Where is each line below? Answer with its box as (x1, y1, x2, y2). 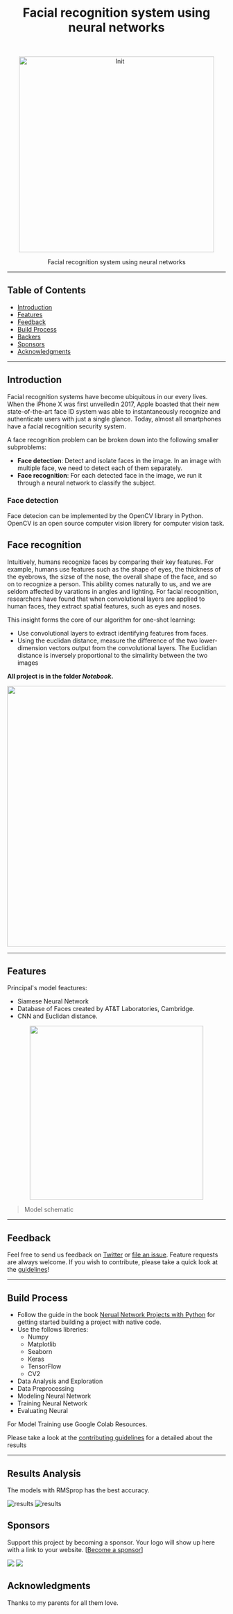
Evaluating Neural (17, 1407, 68, 1415)
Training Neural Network (17, 1399, 88, 1407)
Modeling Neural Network (17, 1392, 92, 1401)
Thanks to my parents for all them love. (7, 1598, 119, 1607)
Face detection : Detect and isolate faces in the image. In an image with (17, 456, 221, 465)
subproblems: (7, 443, 47, 451)
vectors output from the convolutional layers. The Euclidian (48, 643, 217, 652)
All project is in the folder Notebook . (7, 672, 114, 680)
